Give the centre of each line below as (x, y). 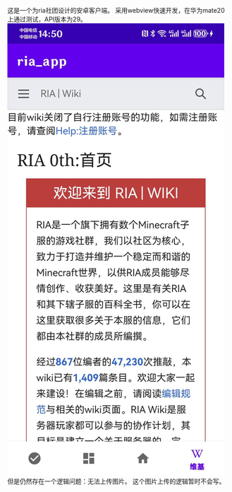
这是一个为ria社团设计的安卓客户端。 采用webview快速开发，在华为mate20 (116, 10)
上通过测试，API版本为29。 (47, 19)
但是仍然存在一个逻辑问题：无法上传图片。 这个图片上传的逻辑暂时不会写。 (116, 481)
